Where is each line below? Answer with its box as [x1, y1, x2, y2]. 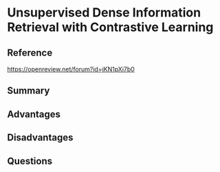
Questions [7, 155, 53, 166]
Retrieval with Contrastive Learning [7, 19, 214, 35]
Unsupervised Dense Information [7, 5, 201, 21]
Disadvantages [7, 132, 74, 144]
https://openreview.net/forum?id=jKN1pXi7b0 [7, 65, 135, 73]
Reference [7, 47, 53, 58]
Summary [7, 85, 50, 97]
